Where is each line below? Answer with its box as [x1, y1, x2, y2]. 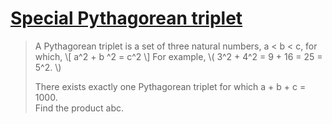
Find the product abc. [34, 102, 125, 114]
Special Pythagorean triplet [10, 7, 243, 30]
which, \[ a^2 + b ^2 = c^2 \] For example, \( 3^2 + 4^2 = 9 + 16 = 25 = [34, 50, 323, 62]
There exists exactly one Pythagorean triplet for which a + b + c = [34, 80, 307, 92]
